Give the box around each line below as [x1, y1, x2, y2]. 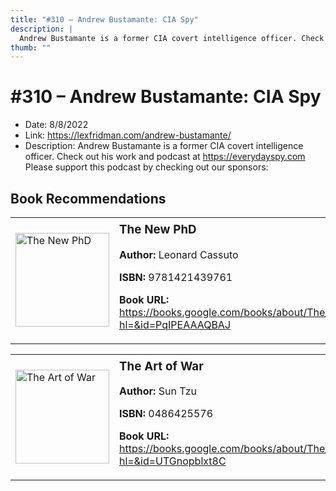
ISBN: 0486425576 [119, 407, 214, 421]
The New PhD [119, 222, 197, 237]
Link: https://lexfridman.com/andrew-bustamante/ [24, 129, 232, 141]
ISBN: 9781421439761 [119, 270, 233, 284]
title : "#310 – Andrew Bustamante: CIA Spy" [10, 14, 199, 25]
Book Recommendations [10, 190, 167, 207]
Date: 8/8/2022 [24, 119, 89, 131]
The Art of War [119, 358, 204, 374]
